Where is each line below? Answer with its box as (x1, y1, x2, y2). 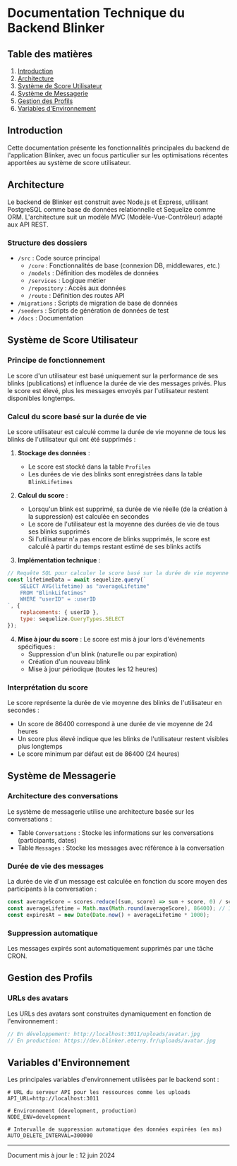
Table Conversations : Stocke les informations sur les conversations (17, 828, 214, 837)
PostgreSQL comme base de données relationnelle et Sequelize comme (7, 205, 217, 213)
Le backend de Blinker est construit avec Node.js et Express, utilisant (7, 198, 208, 206)
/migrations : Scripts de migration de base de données (17, 299, 178, 307)
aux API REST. (7, 220, 49, 229)
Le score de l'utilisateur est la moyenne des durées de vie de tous (28, 519, 220, 528)
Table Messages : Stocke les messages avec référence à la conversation (17, 843, 224, 852)
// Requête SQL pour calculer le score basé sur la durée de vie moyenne (7, 570, 229, 577)
